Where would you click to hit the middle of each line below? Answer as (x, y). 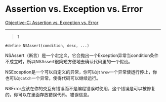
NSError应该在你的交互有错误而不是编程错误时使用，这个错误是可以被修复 (80, 88)
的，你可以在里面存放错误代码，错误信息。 (48, 95)
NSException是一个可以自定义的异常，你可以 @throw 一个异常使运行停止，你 (81, 72)
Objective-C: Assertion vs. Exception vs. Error (52, 23)
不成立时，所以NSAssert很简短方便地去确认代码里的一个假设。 (69, 61)
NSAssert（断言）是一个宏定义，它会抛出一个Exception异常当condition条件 (82, 55)
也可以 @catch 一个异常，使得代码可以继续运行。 (53, 78)
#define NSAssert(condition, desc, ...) (47, 46)
